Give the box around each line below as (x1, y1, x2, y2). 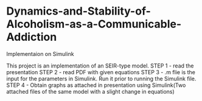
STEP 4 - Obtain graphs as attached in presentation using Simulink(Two (6, 81, 186, 89)
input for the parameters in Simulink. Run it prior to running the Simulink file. (6, 75, 197, 82)
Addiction (6, 30, 57, 44)
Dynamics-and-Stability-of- (6, 4, 151, 18)
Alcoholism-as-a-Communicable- (6, 17, 182, 31)
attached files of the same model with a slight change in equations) (6, 88, 175, 95)
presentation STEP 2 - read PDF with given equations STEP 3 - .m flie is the (6, 68, 196, 75)
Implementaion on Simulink (6, 50, 74, 57)
